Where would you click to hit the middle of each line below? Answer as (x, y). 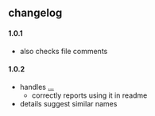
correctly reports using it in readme (89, 95)
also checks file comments (64, 51)
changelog (35, 13)
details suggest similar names (68, 103)
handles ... (37, 87)
